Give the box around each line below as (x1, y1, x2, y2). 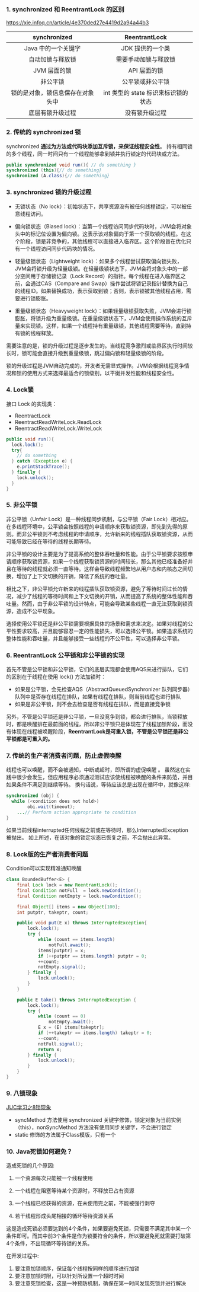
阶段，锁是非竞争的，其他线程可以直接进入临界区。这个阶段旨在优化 (20, 237, 187, 244)
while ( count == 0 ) (37, 1013, 86, 1019)
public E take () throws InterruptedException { (17, 997, 136, 1003)
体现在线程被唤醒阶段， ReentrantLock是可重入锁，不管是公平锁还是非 (11, 728, 184, 735)
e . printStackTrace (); (17, 464, 70, 470)
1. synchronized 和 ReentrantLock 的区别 (6, 5, 124, 13)
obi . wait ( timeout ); (27, 804, 76, 810)
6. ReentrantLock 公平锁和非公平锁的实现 (6, 651, 125, 659)
